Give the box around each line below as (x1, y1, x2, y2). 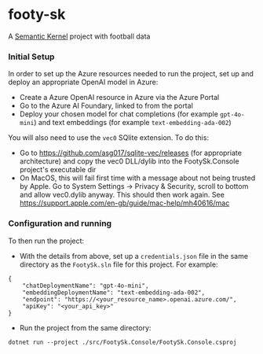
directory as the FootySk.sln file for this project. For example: (19, 260, 218, 269)
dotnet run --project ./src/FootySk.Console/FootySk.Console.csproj (8, 338, 237, 346)
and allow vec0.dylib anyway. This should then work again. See (19, 190, 225, 200)
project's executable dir (19, 165, 97, 175)
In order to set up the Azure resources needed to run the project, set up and (8, 69, 254, 79)
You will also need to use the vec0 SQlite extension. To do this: (8, 133, 210, 142)
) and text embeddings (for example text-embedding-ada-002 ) (34, 118, 232, 127)
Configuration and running (8, 218, 112, 229)
